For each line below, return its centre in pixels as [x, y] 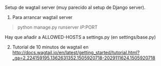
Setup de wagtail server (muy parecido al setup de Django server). [75, 7]
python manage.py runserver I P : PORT [57, 27]
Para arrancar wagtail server [42, 17]
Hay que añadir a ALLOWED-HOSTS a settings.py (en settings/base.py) [80, 37]
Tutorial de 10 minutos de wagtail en [50, 47]
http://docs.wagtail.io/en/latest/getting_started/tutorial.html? [76, 52]
